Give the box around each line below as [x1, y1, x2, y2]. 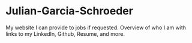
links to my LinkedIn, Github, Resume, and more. [5, 30, 125, 37]
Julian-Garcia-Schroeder [5, 4, 133, 18]
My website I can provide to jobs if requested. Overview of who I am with [5, 24, 187, 31]
